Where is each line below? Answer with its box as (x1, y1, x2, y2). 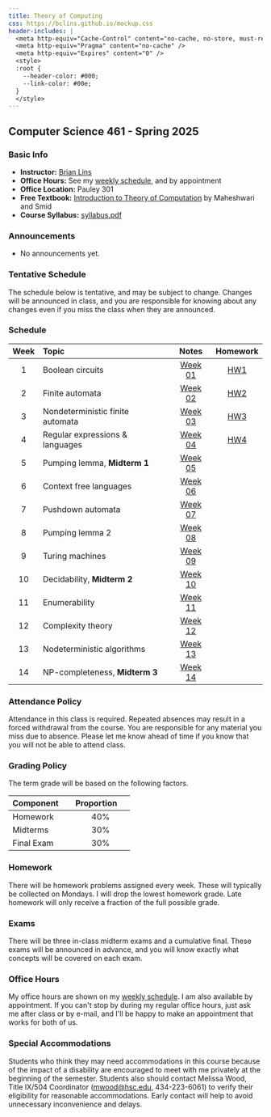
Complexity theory (43, 620, 113, 631)
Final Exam (12, 838, 54, 849)
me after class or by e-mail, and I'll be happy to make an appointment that (8, 1009, 254, 1019)
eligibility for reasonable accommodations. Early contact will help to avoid (8, 1090, 253, 1100)
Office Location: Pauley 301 (19, 184, 115, 194)
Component (12, 798, 59, 809)
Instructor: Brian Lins (19, 167, 92, 176)
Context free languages (43, 480, 132, 492)
